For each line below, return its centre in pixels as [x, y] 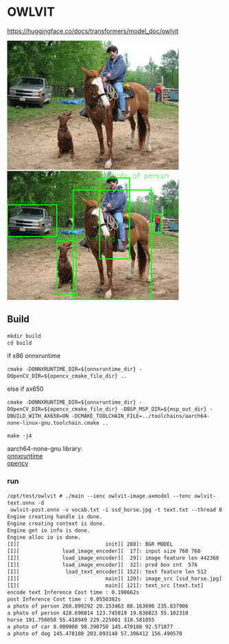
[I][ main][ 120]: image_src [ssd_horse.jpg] [115, 579]
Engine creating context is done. [57, 524]
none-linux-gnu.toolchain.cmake [53, 423]
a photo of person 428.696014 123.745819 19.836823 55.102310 [98, 613]
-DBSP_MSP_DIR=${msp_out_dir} [164, 409]
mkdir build [24, 336]
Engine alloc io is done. [44, 537]
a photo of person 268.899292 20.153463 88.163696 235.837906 [98, 606]
